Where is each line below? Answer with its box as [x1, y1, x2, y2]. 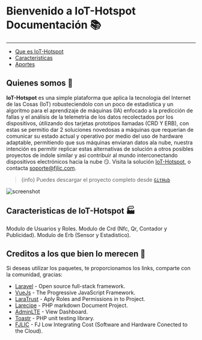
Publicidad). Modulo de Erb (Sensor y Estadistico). [6, 231, 131, 238]
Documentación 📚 [6, 18, 102, 32]
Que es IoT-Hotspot [14, 48, 64, 55]
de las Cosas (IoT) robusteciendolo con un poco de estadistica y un [6, 100, 174, 108]
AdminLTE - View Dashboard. [14, 308, 88, 315]
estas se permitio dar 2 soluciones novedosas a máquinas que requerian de [6, 126, 194, 133]
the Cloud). [14, 327, 43, 335]
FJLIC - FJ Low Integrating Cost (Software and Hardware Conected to [14, 321, 188, 329]
